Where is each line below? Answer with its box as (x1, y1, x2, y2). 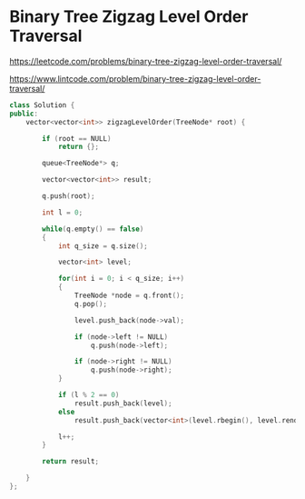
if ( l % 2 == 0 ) (57, 391, 120, 400)
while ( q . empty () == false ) (42, 225, 144, 234)
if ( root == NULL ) (42, 134, 112, 143)
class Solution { (9, 100, 75, 110)
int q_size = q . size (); (57, 241, 148, 251)
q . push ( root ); (42, 192, 95, 201)
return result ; (42, 457, 100, 466)
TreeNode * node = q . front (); (74, 291, 184, 301)
